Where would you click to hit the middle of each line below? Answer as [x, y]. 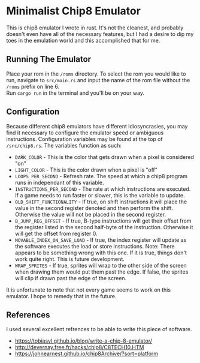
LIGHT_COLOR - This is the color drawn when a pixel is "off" [86, 170]
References [28, 315]
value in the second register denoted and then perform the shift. [94, 208]
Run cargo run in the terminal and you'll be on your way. [75, 93]
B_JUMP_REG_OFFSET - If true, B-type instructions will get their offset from [103, 221]
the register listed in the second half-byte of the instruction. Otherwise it [104, 227]
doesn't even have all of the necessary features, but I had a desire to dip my [100, 34]
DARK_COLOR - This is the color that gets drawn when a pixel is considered [104, 157]
